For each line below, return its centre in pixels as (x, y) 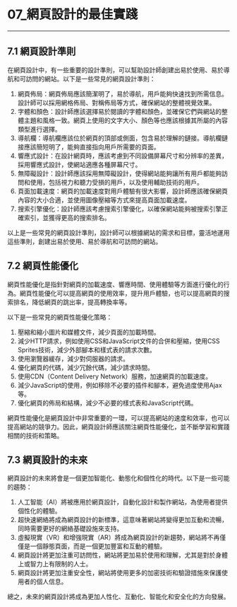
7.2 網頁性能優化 (43, 266)
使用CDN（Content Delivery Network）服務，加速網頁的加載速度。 (115, 376)
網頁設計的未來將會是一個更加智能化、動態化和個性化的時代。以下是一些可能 (119, 478)
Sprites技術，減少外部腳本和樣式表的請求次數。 (87, 349)
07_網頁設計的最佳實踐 (73, 15)
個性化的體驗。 (39, 511)
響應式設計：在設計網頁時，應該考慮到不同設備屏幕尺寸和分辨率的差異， (122, 156)
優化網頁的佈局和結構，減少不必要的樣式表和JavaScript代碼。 (107, 403)
